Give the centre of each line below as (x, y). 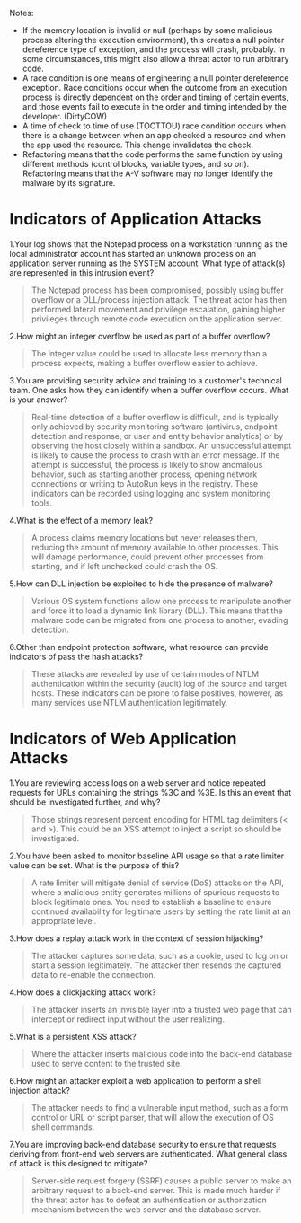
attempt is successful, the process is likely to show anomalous (147, 464)
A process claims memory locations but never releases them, (145, 537)
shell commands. (63, 1127)
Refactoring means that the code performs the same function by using (152, 154)
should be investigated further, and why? (85, 802)
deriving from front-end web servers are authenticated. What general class (148, 1154)
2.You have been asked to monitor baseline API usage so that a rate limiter (147, 856)
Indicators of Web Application (123, 739)
